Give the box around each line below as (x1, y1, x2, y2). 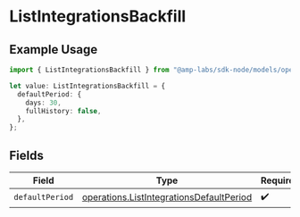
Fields (9, 147, 45, 163)
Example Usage (9, 42, 98, 57)
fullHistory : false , (25, 106, 102, 115)
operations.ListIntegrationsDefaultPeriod (81, 191, 253, 204)
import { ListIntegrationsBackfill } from (9, 65, 170, 74)
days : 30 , (25, 98, 62, 107)
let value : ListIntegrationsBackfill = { (9, 81, 166, 90)
